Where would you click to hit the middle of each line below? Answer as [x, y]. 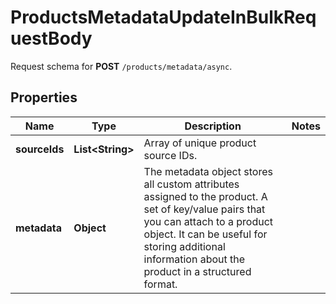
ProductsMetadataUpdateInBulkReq [163, 17]
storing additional [184, 246]
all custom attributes [191, 184]
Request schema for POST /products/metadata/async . [121, 66]
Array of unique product [200, 143]
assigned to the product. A [205, 196]
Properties [44, 97]
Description [213, 126]
